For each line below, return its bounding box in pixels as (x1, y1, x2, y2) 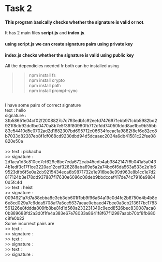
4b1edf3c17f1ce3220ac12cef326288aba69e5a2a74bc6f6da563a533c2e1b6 (5, 164, 156, 170)
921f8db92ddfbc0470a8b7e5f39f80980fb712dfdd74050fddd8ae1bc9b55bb (5, 123, 157, 129)
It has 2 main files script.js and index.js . (5, 30, 86, 36)
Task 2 (5, 3, 32, 14)
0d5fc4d (5, 180, 23, 185)
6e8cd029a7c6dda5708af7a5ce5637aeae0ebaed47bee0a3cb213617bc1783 (5, 200, 157, 206)
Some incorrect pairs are (5, 221, 55, 227)
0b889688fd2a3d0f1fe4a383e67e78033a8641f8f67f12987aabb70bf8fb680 (5, 210, 156, 216)
